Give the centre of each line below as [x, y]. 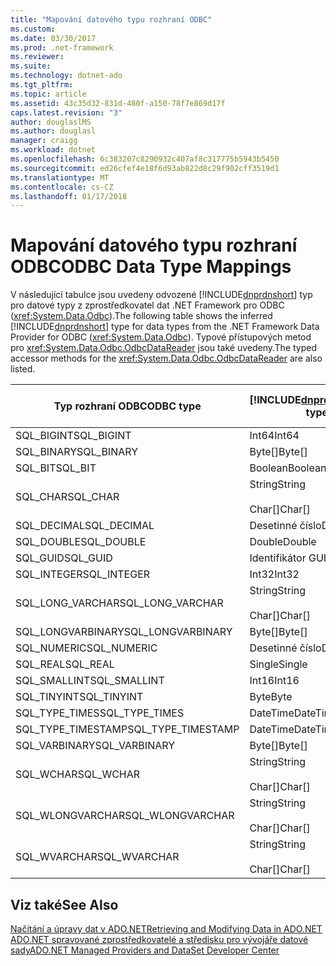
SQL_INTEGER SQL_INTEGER [83, 574]
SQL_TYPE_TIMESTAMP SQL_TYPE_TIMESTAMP [127, 729]
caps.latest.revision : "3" [66, 112]
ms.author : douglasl [53, 131]
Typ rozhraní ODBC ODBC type [127, 406]
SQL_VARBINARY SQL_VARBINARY [95, 746]
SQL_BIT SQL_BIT [56, 468]
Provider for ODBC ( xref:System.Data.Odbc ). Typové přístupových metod [161, 337]
